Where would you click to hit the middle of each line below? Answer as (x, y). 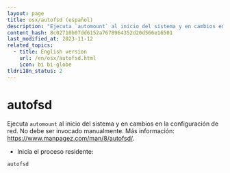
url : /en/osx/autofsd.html (58, 58)
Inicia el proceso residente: (55, 152)
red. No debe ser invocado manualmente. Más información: (91, 131)
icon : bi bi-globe (46, 65)
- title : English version (50, 52)
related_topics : (30, 45)
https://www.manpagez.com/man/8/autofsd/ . (71, 139)
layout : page (26, 13)
